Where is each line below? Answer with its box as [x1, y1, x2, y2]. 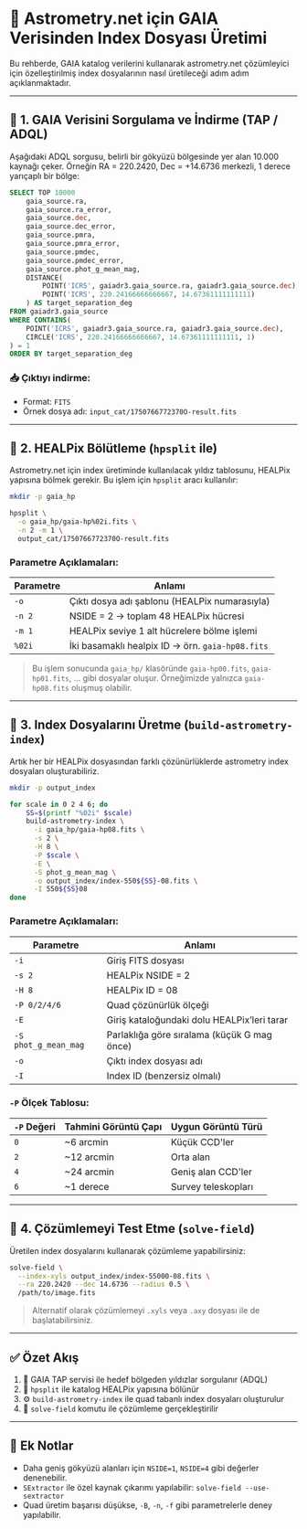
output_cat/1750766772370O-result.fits [17, 534, 170, 543]
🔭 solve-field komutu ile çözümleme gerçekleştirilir [22, 1403, 219, 1414]
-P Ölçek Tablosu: [9, 1097, 90, 1110]
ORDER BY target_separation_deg [9, 349, 132, 359]
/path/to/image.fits [17, 1289, 96, 1298]
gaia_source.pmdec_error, [26, 256, 125, 265]
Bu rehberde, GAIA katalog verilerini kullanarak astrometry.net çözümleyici [9, 58, 290, 69]
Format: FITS [22, 396, 71, 407]
